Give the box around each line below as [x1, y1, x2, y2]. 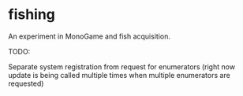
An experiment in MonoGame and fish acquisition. [8, 31, 171, 41]
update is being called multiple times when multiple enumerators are [8, 70, 230, 79]
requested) [8, 79, 44, 88]
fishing [8, 6, 55, 24]
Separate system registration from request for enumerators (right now [8, 61, 235, 72]
